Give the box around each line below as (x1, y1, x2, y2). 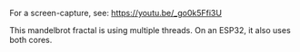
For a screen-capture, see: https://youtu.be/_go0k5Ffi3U (9, 8, 223, 18)
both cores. (9, 35, 53, 45)
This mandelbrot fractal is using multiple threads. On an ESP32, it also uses (9, 25, 291, 35)
